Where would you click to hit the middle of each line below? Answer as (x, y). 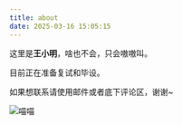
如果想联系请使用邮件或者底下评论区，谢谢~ (91, 91)
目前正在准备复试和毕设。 (57, 72)
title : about (34, 18)
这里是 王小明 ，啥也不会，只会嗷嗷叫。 (81, 53)
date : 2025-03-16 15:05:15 (60, 26)
